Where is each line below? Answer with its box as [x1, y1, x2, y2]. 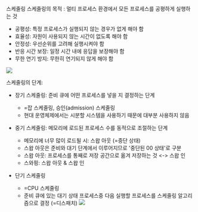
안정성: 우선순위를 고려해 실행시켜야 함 [14, 40, 104, 47]
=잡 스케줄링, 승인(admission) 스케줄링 [23, 104, 115, 111]
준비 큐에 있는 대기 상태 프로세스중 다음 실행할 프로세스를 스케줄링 [23, 192, 177, 199]
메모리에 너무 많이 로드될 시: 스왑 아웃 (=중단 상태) [23, 137, 141, 144]
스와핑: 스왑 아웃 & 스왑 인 [23, 160, 85, 166]
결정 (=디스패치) [39, 199, 78, 207]
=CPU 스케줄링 [23, 185, 60, 192]
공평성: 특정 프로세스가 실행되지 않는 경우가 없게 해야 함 [14, 26, 144, 32]
